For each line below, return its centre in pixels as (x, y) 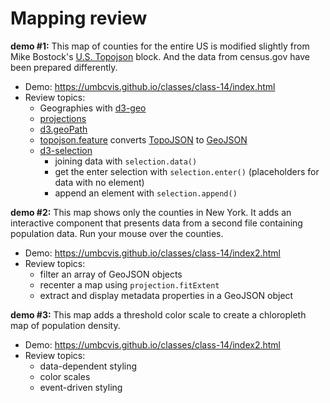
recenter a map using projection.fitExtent (129, 284)
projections (63, 118)
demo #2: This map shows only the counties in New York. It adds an (151, 212)
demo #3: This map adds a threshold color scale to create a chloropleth (158, 314)
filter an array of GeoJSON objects (111, 274)
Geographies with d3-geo (93, 108)
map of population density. (65, 325)
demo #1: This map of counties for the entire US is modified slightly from (160, 46)
